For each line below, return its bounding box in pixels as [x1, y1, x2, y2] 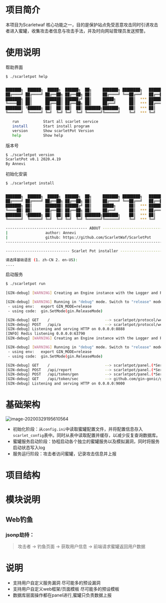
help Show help [12, 133, 64, 138]
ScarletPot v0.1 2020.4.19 [5, 157, 61, 162]
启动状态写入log [12, 444, 46, 450]
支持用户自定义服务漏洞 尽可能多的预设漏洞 [12, 580, 100, 586]
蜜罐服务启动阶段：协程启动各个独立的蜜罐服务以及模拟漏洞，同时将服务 [12, 438, 160, 444]
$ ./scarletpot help [5, 74, 48, 79]
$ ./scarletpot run [5, 282, 46, 286]
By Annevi [5, 161, 26, 167]
